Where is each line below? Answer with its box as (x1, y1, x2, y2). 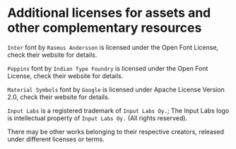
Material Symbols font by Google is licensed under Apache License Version (7, 85, 225, 93)
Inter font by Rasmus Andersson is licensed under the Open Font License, (7, 43, 219, 51)
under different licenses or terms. (7, 135, 105, 143)
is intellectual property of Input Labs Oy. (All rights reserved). (7, 114, 188, 122)
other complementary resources (7, 20, 202, 36)
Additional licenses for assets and (7, 5, 211, 21)
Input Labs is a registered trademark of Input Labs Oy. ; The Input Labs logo (7, 106, 230, 115)
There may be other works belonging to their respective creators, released (7, 127, 225, 136)
